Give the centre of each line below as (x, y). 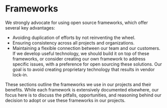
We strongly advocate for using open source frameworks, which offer (77, 22)
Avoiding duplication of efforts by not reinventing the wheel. (74, 37)
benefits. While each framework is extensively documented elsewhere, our (82, 89)
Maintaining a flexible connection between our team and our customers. (86, 48)
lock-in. (20, 74)
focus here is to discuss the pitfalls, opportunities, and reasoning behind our (83, 95)
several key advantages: (30, 27)
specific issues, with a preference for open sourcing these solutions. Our (87, 64)
